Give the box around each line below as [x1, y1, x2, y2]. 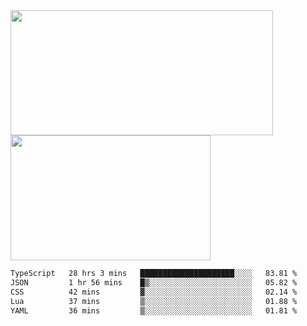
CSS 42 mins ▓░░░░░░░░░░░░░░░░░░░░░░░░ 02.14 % [10, 287, 298, 297]
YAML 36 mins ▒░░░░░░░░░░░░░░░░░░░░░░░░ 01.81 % [10, 305, 298, 316]
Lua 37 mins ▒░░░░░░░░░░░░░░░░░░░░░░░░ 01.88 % [10, 296, 298, 306]
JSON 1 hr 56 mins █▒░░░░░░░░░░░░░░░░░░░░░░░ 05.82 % [10, 277, 298, 288]
